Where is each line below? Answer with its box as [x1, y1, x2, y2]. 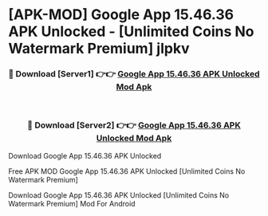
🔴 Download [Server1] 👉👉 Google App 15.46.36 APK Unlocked [8, 69, 260, 80]
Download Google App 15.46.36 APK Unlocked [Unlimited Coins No [8, 190, 230, 200]
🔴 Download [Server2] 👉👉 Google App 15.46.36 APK [27, 120, 241, 131]
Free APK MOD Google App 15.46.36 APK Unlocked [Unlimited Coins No [8, 166, 246, 176]
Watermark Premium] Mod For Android [8, 198, 136, 208]
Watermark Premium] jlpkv [8, 40, 190, 57]
